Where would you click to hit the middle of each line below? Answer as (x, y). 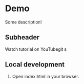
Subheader (22, 37)
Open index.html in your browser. (45, 76)
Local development (35, 65)
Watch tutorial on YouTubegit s (36, 49)
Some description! (23, 22)
